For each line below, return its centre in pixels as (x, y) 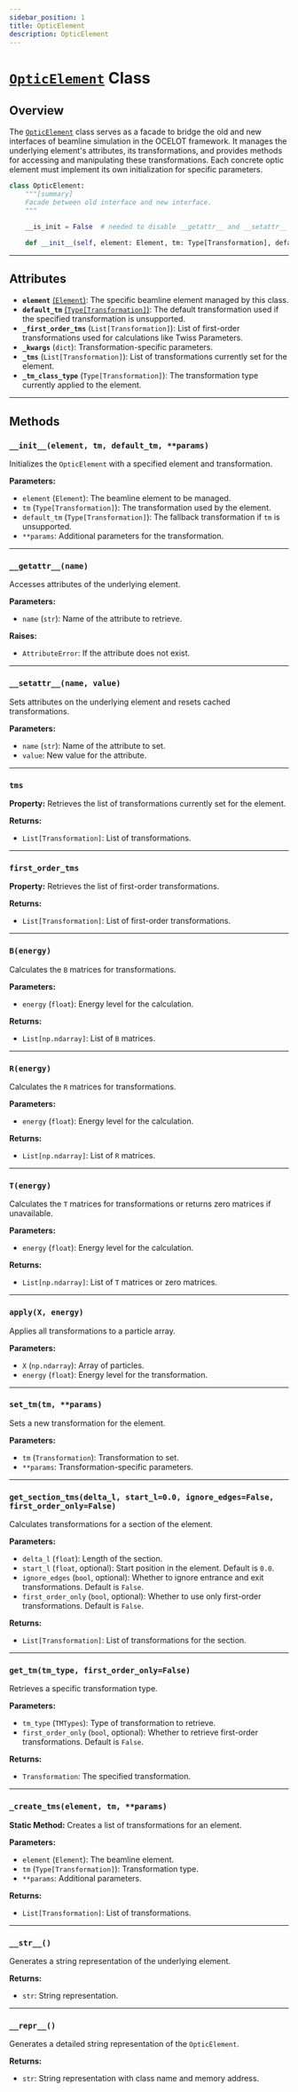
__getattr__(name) (49, 566)
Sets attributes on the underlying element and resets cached (120, 702)
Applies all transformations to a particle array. (92, 1331)
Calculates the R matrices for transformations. (93, 1086)
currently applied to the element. (82, 385)
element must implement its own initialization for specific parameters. (136, 170)
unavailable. (31, 1213)
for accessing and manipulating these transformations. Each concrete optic (147, 160)
